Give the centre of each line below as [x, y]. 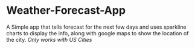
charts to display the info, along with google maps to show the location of [97, 33]
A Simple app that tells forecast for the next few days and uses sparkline [96, 27]
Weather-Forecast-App [66, 10]
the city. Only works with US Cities [49, 39]
